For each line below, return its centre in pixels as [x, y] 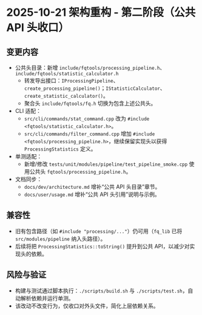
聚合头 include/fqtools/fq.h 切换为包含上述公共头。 [90, 103]
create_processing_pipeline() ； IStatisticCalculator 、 [95, 88]
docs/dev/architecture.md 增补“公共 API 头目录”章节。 [92, 187]
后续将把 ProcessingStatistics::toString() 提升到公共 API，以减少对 [102, 246]
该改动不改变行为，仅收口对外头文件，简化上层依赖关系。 [87, 306]
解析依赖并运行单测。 [47, 298]
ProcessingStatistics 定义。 [60, 149]
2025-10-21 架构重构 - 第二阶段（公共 [101, 12]
